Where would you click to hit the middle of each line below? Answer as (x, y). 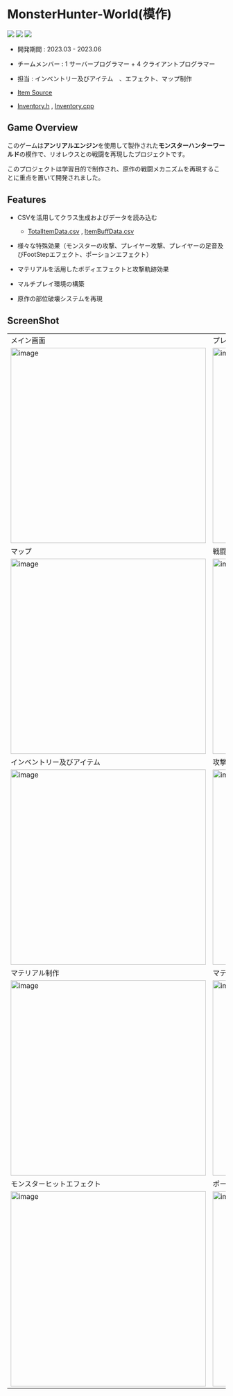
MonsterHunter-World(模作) (89, 14)
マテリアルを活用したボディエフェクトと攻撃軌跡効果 (93, 269)
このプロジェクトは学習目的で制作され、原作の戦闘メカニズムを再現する (111, 169)
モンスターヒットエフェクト (56, 1184)
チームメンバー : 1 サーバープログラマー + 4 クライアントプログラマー (116, 64)
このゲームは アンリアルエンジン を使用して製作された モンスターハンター (110, 145)
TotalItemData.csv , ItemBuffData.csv (81, 231)
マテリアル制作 (35, 973)
